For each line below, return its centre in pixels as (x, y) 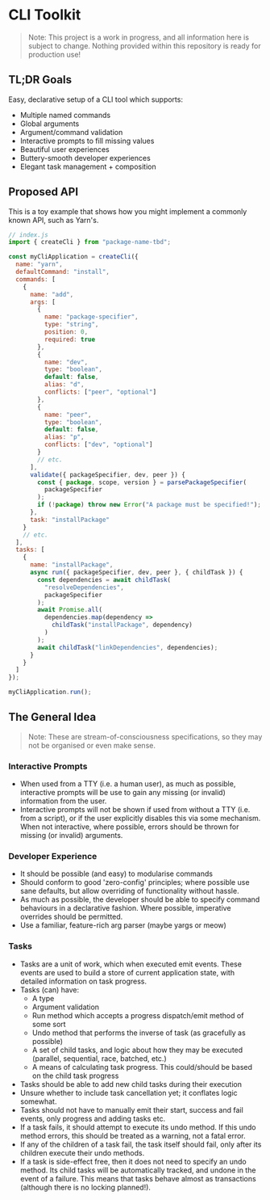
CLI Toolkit (45, 15)
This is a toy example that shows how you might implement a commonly (128, 211)
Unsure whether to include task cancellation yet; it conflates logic (129, 1093)
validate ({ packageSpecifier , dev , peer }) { (107, 474)
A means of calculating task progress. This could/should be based (142, 1067)
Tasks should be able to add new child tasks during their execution (131, 1084)
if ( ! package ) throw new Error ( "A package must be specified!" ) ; (150, 505)
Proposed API (44, 192)
